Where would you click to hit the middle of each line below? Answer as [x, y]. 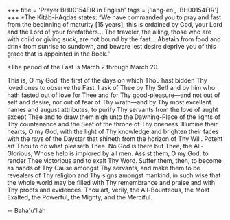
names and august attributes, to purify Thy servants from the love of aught [113, 110]
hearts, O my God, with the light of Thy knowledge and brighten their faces [113, 131]
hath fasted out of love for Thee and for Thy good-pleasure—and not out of [114, 95]
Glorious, [20, 153]
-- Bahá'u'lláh [26, 210]
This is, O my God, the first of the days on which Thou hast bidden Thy [107, 80]
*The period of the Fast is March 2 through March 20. [83, 67]
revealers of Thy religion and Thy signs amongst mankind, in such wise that [114, 175]
